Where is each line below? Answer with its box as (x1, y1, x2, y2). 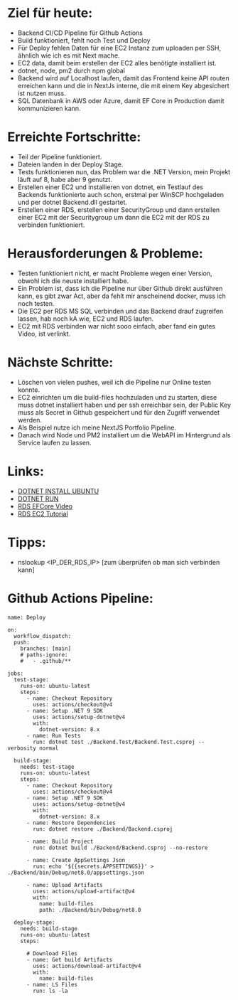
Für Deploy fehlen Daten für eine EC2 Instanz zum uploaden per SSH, (17, 43, 222, 52)
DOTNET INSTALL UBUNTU (17, 486, 99, 495)
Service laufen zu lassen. (17, 438, 92, 447)
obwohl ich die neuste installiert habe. (17, 276, 129, 285)
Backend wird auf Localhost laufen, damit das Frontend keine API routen (17, 73, 229, 83)
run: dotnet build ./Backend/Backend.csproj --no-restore (33, 844, 208, 851)
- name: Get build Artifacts (26, 956, 113, 963)
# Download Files (26, 950, 78, 957)
